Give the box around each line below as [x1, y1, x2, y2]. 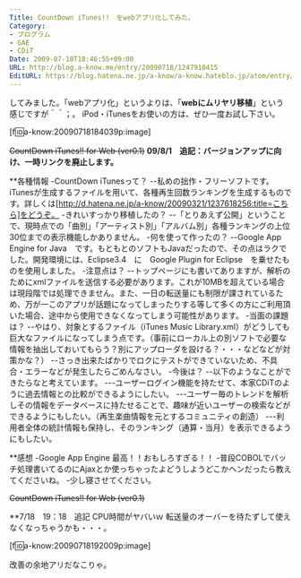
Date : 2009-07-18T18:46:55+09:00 [9, 55, 134, 64]
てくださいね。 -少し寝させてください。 [9, 474, 157, 485]
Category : [9, 22, 47, 30]
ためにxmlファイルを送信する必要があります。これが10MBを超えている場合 [9, 276, 285, 287]
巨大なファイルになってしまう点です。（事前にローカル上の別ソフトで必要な [9, 332, 287, 343]
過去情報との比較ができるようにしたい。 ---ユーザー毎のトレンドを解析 [24, 388, 289, 399]
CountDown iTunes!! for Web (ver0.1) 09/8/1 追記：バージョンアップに [9, 145, 274, 156]
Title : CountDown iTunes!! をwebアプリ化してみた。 [9, 13, 195, 22]
